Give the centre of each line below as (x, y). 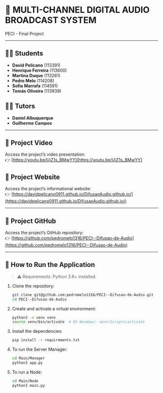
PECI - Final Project (24, 33)
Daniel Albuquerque (33, 118)
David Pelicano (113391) (36, 65)
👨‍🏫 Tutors (20, 106)
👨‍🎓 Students (24, 54)
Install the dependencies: (37, 331)
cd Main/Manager (28, 359)
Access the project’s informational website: (48, 189)
